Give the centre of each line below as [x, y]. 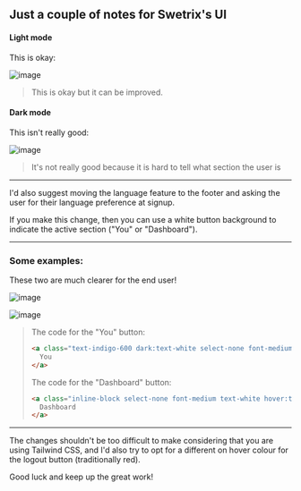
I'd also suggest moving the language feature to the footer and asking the [145, 192]
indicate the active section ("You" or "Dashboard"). [103, 229]
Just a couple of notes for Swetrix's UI [118, 15]
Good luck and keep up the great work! [82, 477]
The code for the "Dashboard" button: [101, 382]
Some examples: [46, 260]
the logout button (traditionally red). [75, 460]
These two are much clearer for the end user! [93, 280]
